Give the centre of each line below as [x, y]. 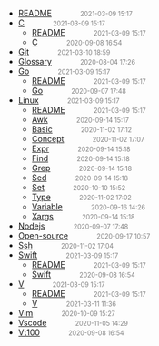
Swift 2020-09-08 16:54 [83, 274]
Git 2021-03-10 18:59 [64, 52]
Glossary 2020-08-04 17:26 [77, 61]
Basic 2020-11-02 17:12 [82, 129]
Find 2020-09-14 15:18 [80, 158]
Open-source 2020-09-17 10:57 [84, 235]
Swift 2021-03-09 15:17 [68, 255]
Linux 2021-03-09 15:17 [69, 100]
